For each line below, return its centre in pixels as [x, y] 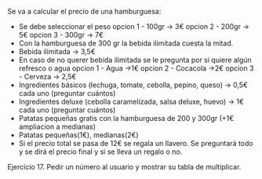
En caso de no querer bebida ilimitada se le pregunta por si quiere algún [135, 60]
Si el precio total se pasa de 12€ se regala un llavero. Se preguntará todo [136, 143]
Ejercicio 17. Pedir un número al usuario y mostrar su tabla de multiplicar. [124, 167]
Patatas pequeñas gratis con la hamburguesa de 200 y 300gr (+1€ [126, 118]
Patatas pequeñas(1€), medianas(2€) [78, 135]
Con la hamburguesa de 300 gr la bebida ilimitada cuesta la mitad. [126, 43]
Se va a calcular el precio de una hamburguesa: [84, 11]
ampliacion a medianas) [57, 126]
